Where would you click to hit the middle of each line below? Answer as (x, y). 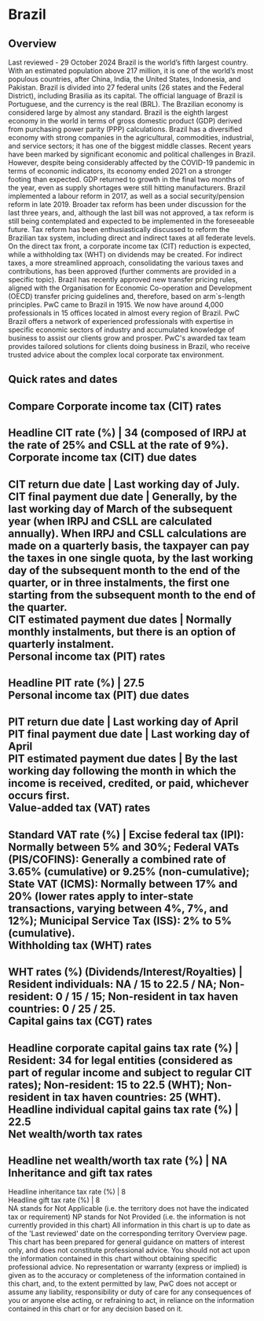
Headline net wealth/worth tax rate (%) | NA (118, 1160)
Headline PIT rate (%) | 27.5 (77, 683)
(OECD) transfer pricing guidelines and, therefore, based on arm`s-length (126, 296)
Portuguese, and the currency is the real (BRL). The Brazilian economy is (126, 104)
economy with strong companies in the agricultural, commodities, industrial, (131, 138)
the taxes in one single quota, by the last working (131, 558)
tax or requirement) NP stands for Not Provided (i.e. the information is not (127, 1217)
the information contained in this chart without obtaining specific (113, 1259)
